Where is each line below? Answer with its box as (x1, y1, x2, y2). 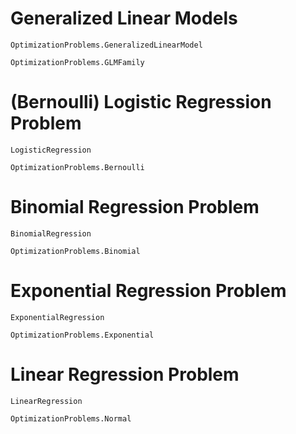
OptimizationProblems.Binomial (10, 246, 141, 256)
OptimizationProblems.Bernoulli (10, 162, 145, 172)
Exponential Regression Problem (10, 280, 287, 302)
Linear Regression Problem (10, 363, 240, 386)
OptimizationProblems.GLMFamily (10, 57, 145, 67)
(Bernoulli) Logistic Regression (10, 91, 272, 114)
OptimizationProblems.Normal (10, 413, 132, 424)
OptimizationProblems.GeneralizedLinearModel (10, 40, 203, 50)
